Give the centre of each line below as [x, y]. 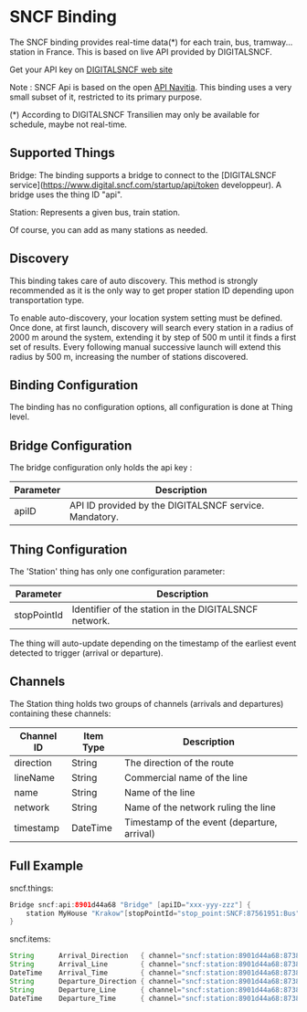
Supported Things [63, 153]
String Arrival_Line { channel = [95, 965]
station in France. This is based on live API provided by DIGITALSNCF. [141, 51]
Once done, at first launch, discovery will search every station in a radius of [152, 327]
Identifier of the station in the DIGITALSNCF [165, 609]
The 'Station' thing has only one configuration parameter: [117, 571]
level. [20, 416]
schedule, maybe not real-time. [69, 124]
